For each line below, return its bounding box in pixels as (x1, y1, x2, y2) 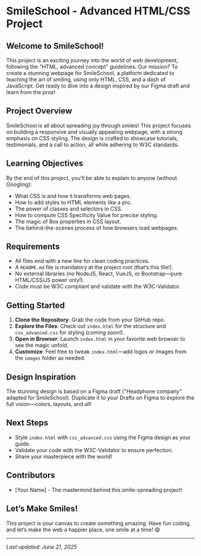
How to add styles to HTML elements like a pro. (14, 199, 132, 206)
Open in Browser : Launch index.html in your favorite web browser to (14, 335, 185, 342)
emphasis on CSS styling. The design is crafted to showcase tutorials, (6, 134, 178, 142)
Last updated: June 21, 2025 (6, 543, 77, 550)
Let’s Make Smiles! (6, 504, 78, 514)
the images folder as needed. (14, 354, 86, 362)
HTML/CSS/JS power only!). (14, 277, 85, 284)
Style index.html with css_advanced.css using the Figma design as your (14, 434, 191, 441)
